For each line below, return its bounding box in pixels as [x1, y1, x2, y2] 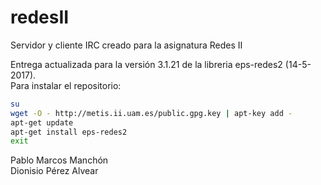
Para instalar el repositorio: [10, 79, 122, 91]
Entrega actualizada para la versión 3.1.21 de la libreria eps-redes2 [10, 58, 283, 70]
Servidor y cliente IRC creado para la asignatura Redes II [10, 39, 243, 51]
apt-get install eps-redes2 [10, 127, 128, 137]
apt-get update [10, 117, 74, 128]
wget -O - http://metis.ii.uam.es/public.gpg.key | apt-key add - [10, 108, 293, 118]
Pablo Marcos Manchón [10, 154, 109, 166]
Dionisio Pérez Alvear [10, 165, 99, 177]
